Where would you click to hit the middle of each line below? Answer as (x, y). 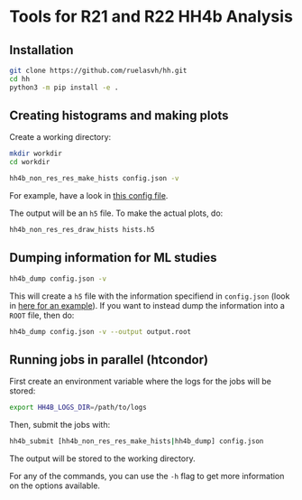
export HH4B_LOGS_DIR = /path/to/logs (78, 408)
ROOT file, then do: (42, 315)
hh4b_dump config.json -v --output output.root (101, 331)
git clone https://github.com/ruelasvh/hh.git (98, 70)
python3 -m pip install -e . (64, 88)
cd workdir (30, 162)
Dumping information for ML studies (114, 258)
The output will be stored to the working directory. (102, 458)
